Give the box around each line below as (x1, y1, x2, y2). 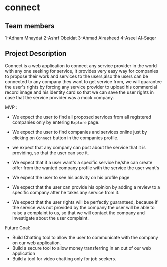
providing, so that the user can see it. (12, 150, 89, 156)
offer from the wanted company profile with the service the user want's (12, 165, 160, 171)
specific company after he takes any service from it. (12, 189, 120, 195)
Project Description (5, 49, 67, 58)
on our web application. (12, 240, 61, 246)
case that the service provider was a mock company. (5, 94, 114, 100)
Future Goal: (5, 225, 31, 231)
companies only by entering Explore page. (12, 119, 100, 125)
